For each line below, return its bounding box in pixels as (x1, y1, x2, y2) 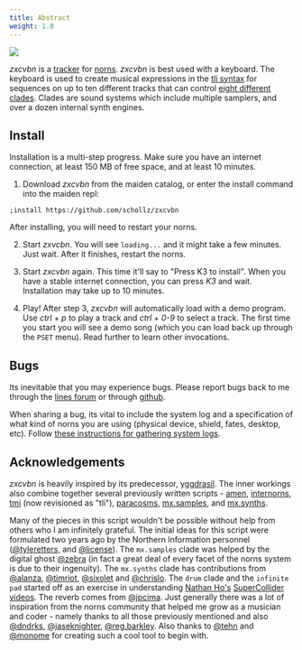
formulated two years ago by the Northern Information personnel (9, 534, 251, 544)
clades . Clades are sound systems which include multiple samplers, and (9, 92, 278, 103)
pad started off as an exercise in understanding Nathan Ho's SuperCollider (9, 581, 285, 592)
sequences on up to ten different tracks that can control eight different (9, 82, 271, 93)
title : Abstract (9, 13, 70, 23)
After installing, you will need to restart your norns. (9, 222, 197, 233)
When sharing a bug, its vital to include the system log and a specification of (9, 409, 294, 420)
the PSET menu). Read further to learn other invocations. (22, 331, 230, 343)
